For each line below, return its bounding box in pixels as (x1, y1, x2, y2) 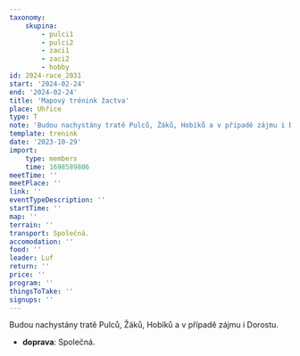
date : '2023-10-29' (9, 137, 82, 146)
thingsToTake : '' (9, 286, 74, 295)
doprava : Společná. (21, 336, 96, 348)
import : (9, 145, 38, 154)
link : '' (9, 187, 42, 196)
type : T (9, 112, 38, 121)
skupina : (25, 21, 58, 30)
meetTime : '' (9, 170, 58, 179)
